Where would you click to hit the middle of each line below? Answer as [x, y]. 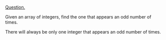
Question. [15, 7]
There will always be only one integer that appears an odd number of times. [83, 32]
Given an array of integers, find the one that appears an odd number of [78, 17]
